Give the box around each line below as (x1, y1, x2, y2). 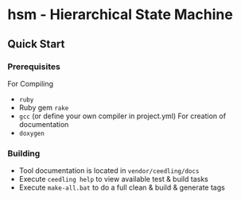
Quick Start (7, 37, 65, 51)
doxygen (18, 129, 45, 137)
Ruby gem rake (18, 102, 69, 112)
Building (7, 148, 41, 159)
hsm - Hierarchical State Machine (7, 6, 234, 24)
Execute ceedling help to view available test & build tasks (18, 175, 208, 184)
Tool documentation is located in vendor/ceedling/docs (18, 166, 200, 175)
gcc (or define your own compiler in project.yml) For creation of (18, 111, 227, 121)
